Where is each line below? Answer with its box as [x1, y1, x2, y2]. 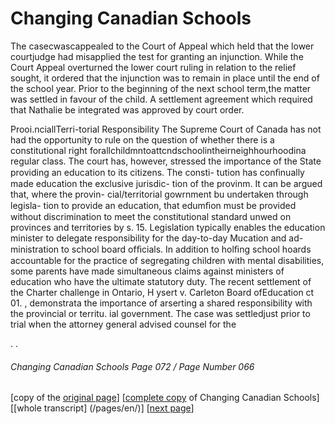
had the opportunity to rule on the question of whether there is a [10, 133, 275, 146]
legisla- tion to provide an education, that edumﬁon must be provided [10, 199, 297, 211]
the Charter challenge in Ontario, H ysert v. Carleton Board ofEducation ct [10, 286, 315, 298]
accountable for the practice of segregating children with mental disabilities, [10, 254, 325, 266]
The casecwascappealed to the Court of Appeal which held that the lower [10, 40, 315, 52]
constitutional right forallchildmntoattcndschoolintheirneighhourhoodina [10, 144, 307, 156]
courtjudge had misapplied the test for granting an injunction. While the [10, 50, 304, 62]
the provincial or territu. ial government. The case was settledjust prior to [10, 307, 311, 319]
